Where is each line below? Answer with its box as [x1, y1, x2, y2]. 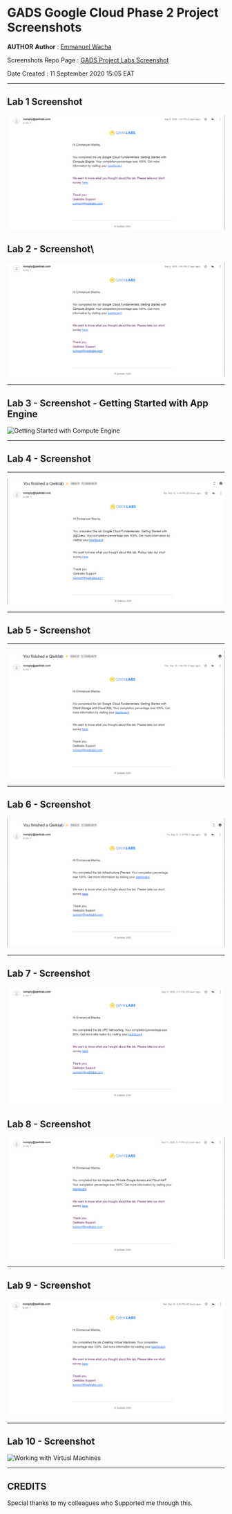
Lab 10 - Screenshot [7, 1436, 95, 1447]
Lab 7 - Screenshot [7, 967, 90, 979]
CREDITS [7, 1480, 47, 1492]
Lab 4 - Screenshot [7, 453, 91, 465]
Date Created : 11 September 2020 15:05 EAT [7, 69, 135, 78]
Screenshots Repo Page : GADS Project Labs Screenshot [7, 55, 169, 64]
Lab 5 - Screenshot [7, 625, 91, 636]
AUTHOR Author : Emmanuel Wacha [7, 42, 112, 51]
